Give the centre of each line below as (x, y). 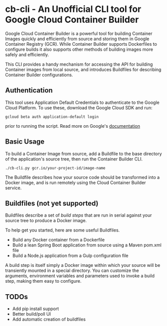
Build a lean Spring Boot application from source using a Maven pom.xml (87, 245)
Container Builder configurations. (39, 75)
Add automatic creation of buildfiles (49, 320)
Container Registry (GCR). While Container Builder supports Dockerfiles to (81, 44)
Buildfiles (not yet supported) (52, 203)
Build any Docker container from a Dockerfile (58, 240)
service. (13, 188)
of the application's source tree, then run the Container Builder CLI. (74, 159)
